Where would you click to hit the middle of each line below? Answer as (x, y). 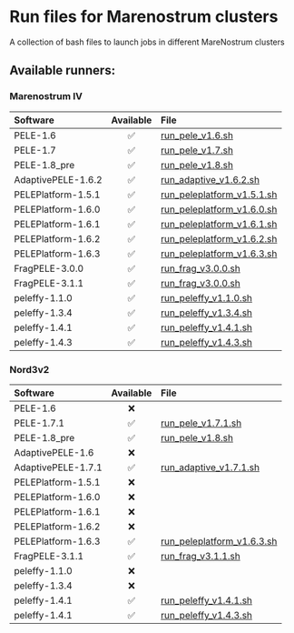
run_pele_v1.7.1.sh (201, 423)
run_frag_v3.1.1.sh (200, 556)
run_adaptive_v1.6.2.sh (210, 179)
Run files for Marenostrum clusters (144, 17)
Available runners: (63, 70)
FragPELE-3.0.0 (49, 268)
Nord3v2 (29, 369)
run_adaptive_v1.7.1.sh (210, 467)
